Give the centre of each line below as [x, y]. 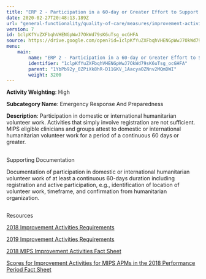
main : [25, 52]
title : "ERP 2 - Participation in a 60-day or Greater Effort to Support [103, 12]
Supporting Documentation [40, 159]
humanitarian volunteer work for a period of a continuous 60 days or [93, 136]
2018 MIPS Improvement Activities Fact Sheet [64, 251]
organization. [23, 197]
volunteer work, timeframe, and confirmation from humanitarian [87, 191]
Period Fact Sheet [29, 270]
